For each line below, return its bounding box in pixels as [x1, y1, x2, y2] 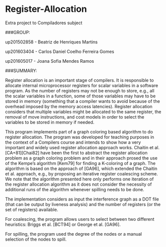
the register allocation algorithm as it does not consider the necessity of [5, 181, 152, 187]
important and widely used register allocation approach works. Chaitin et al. [5, 144, 160, 150]
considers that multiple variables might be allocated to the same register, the [5, 109, 162, 115]
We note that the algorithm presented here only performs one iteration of [5, 176, 154, 182]
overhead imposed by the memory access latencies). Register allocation [5, 103, 153, 109]
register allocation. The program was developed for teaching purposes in [5, 134, 155, 140]
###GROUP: [5, 29, 31, 35]
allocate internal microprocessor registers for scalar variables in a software [5, 82, 159, 88]
